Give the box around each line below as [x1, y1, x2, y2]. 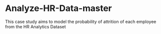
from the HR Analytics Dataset [5, 23, 66, 29]
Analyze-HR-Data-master [5, 3, 112, 14]
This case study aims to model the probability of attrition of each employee [5, 19, 157, 24]
